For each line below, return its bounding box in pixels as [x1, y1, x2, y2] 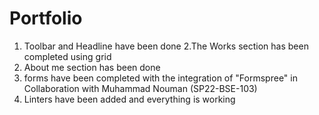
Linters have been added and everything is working [23, 93, 236, 105]
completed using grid [23, 50, 112, 62]
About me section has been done [23, 61, 161, 73]
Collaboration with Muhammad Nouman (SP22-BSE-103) [23, 82, 258, 94]
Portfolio [9, 7, 83, 30]
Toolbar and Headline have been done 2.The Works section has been [23, 40, 309, 52]
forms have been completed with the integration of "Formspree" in [23, 72, 298, 84]
